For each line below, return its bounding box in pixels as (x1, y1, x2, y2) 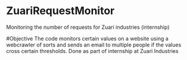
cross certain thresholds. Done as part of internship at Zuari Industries (6, 47, 179, 54)
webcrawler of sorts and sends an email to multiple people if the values (6, 41, 182, 48)
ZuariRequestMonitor (6, 4, 115, 18)
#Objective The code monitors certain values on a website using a (6, 35, 169, 42)
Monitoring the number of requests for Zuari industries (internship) (6, 24, 170, 31)
